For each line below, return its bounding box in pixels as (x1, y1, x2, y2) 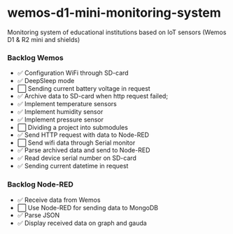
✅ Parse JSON (17, 211, 60, 219)
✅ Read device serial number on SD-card (17, 154, 136, 162)
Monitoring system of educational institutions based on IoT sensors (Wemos (7, 28, 227, 36)
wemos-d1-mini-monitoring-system (7, 5, 222, 21)
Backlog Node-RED (7, 180, 73, 189)
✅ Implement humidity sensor (17, 108, 104, 116)
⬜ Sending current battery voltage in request (17, 85, 150, 93)
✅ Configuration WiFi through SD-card (17, 68, 129, 78)
